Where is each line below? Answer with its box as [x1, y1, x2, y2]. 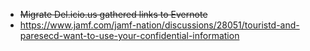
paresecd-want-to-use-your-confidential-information [19, 30, 240, 41]
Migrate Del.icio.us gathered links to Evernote [19, 9, 208, 20]
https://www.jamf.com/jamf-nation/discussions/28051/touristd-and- [19, 19, 300, 31]
